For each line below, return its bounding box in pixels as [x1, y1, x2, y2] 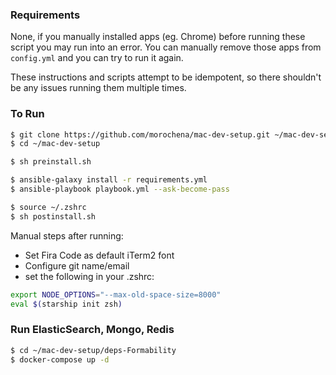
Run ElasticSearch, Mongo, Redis [10, 323, 175, 337]
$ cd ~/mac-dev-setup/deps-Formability [10, 345, 177, 355]
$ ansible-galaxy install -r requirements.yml [10, 175, 208, 185]
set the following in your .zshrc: [24, 270, 155, 282]
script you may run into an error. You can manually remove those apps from [10, 41, 322, 53]
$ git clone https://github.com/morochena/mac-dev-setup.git [10, 129, 271, 140]
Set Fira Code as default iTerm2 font [24, 249, 175, 261]
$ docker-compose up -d [10, 354, 110, 365]
